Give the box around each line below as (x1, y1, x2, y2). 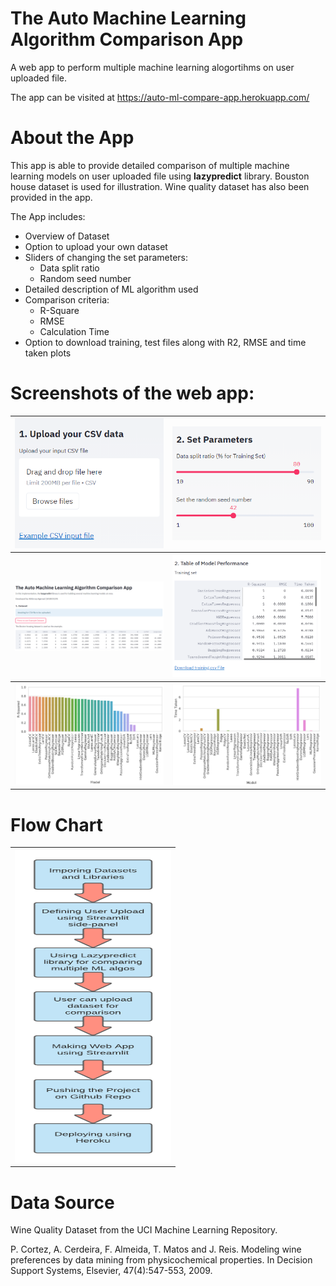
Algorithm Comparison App (10, 28, 244, 51)
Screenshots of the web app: (10, 382, 255, 405)
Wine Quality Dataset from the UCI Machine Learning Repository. (10, 1224, 278, 1236)
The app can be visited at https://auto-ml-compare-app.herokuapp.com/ (10, 91, 310, 103)
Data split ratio (39, 262, 100, 274)
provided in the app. (10, 191, 93, 203)
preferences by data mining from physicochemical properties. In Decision (10, 1254, 313, 1266)
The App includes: (10, 210, 86, 222)
